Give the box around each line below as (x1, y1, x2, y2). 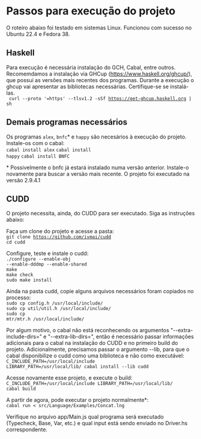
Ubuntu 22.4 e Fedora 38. (6, 30, 70, 37)
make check (6, 272, 34, 278)
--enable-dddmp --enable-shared (6, 261, 87, 267)
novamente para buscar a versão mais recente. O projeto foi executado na (6, 170, 190, 178)
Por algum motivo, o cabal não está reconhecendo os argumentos (6, 327, 170, 334)
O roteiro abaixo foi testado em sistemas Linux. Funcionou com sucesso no (6, 24, 192, 31)
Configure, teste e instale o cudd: (6, 250, 89, 257)
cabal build (6, 386, 36, 392)
